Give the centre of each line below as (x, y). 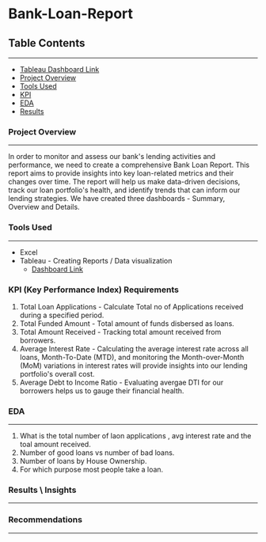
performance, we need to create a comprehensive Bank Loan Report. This (129, 165)
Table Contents (47, 43)
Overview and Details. (44, 207)
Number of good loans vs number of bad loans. (97, 453)
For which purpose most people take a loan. (91, 470)
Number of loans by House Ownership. (83, 461)
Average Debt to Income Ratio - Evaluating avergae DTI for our (122, 382)
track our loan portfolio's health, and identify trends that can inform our (124, 190)
